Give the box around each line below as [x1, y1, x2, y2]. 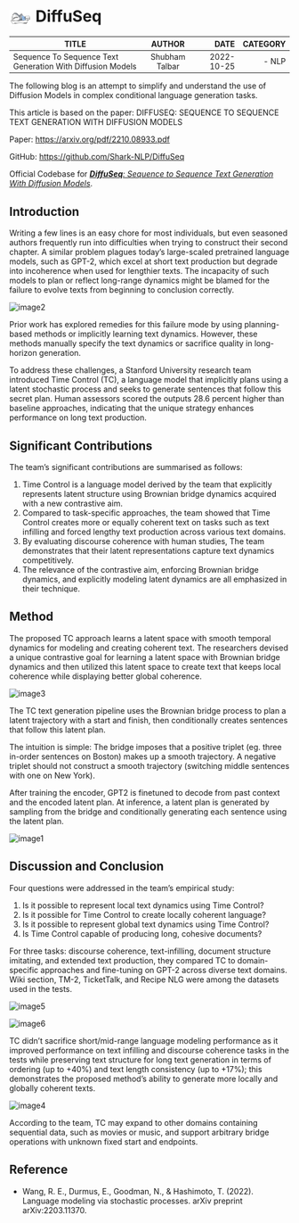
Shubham [149, 51, 186, 62]
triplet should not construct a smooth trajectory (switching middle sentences [9, 760, 290, 771]
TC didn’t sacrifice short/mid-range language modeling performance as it [9, 1035, 279, 1045]
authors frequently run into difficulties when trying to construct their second [9, 237, 288, 248]
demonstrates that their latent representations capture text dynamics [21, 546, 275, 557]
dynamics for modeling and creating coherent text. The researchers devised [9, 642, 289, 653]
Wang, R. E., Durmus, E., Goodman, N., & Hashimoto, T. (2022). [21, 1186, 254, 1196]
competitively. [21, 555, 74, 566]
